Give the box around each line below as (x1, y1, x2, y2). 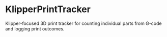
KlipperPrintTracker (5, 4, 91, 15)
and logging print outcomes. (5, 25, 65, 31)
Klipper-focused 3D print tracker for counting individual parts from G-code (5, 20, 162, 26)
